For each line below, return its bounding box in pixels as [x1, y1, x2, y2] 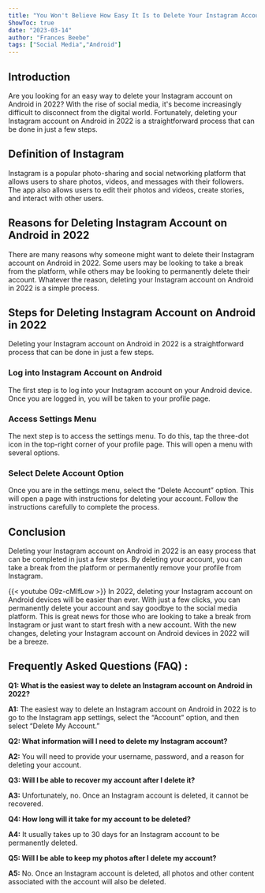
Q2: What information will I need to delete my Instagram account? [8, 736, 228, 745]
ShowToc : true [8, 19, 55, 27]
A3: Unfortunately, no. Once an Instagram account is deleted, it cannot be [8, 790, 248, 800]
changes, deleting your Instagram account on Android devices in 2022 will [8, 629, 250, 638]
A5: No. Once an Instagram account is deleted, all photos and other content [8, 869, 255, 878]
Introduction [8, 70, 71, 84]
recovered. [8, 798, 43, 809]
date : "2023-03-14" [8, 26, 73, 34]
